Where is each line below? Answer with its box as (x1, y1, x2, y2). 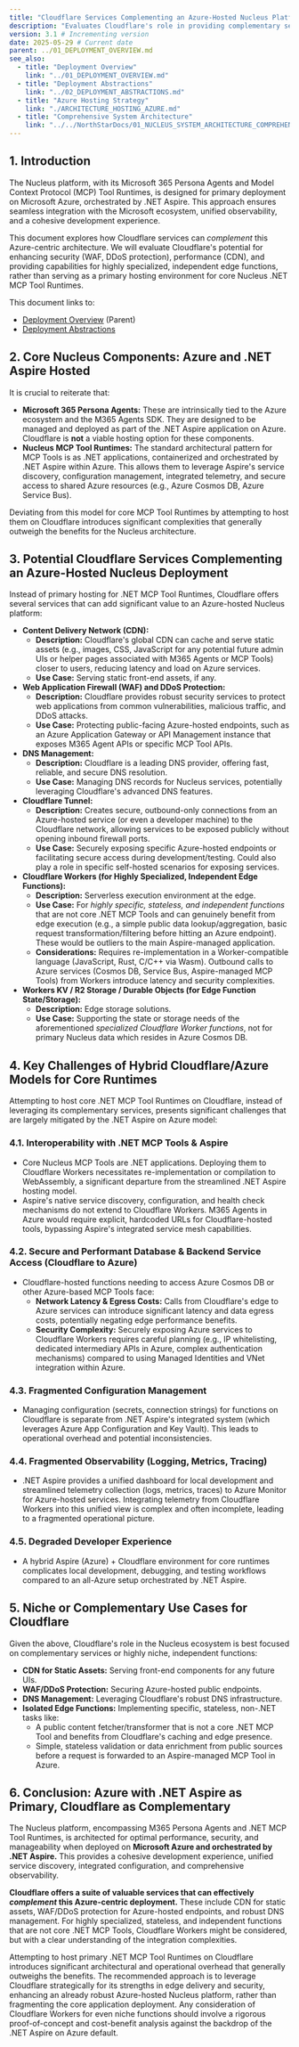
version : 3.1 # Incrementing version (9, 29, 149, 38)
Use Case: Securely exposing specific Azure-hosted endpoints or (35, 843, 278, 853)
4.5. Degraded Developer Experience (9, 1536, 173, 1548)
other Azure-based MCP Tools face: (21, 1286, 155, 1297)
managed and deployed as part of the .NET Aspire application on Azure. (21, 423, 287, 434)
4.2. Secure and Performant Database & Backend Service (9, 1245, 262, 1258)
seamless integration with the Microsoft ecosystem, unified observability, (9, 206, 278, 216)
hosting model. (21, 1186, 77, 1196)
